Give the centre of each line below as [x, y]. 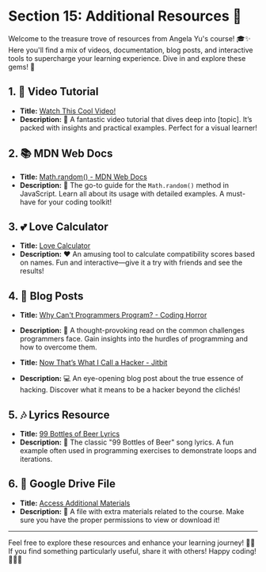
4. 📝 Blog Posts [46, 296]
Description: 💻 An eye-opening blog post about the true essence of [131, 379]
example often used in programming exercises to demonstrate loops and [138, 450]
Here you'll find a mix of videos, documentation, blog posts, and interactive [131, 50]
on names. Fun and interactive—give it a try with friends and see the [131, 263]
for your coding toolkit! [75, 202]
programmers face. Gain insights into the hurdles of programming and [133, 339]
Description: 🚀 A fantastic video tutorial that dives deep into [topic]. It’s [136, 119]
